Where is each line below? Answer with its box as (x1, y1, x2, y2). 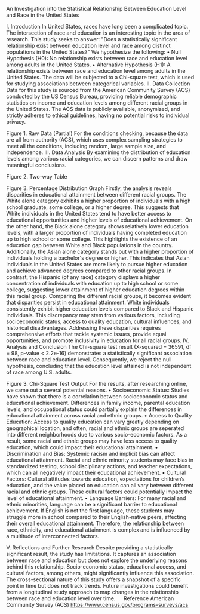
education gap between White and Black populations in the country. (6, 242, 173, 248)
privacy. (6, 118, 26, 125)
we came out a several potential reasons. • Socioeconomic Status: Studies (6, 386, 190, 394)
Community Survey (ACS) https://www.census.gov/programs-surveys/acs (6, 601, 189, 608)
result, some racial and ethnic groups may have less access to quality (6, 437, 177, 444)
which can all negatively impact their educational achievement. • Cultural (6, 469, 186, 476)
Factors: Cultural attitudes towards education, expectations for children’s (6, 475, 185, 483)
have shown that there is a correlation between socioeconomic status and (6, 393, 188, 400)
